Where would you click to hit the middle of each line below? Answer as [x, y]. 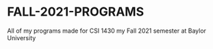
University [22, 37]
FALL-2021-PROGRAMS [76, 12]
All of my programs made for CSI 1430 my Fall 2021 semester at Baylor [107, 31]
